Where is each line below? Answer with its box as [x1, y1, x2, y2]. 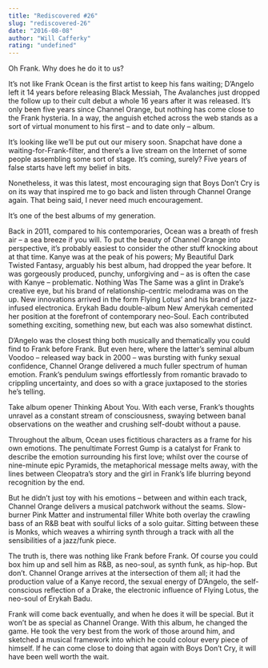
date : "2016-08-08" [8, 26, 74, 34]
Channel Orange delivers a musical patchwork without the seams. [8, 502, 226, 512]
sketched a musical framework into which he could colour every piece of [8, 635, 249, 645]
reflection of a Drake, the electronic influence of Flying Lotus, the [43, 585, 259, 595]
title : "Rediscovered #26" [8, 11, 98, 20]
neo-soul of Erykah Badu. [8, 594, 93, 604]
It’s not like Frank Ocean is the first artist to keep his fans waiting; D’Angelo [8, 79, 254, 89]
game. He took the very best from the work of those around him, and [8, 626, 235, 636]
